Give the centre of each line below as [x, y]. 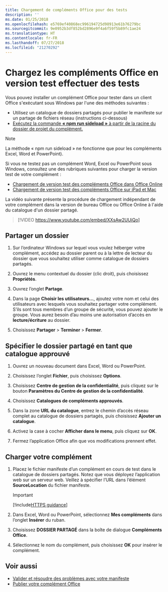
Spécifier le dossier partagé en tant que [69, 346]
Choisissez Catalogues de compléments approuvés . [68, 401]
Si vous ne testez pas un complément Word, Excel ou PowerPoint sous [79, 163]
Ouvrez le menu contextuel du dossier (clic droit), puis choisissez [80, 274]
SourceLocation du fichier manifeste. [51, 485]
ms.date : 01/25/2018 [27, 19]
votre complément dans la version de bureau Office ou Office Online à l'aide [84, 204]
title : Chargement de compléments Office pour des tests [66, 10]
